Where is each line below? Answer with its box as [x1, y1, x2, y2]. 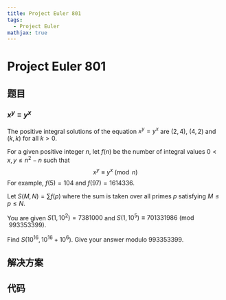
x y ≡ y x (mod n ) [93, 166, 138, 176]
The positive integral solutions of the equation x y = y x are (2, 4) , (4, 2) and [7, 126, 216, 135]
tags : [7, 16, 23, 23]
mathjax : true [7, 29, 48, 36]
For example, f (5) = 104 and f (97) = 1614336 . [7, 178, 135, 187]
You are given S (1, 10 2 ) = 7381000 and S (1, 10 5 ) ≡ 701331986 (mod [7, 212, 194, 222]
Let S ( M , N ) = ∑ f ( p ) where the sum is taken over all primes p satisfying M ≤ [7, 192, 220, 200]
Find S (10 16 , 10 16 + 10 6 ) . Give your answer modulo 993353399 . [7, 234, 184, 244]
